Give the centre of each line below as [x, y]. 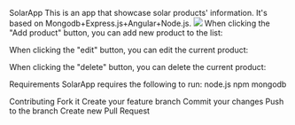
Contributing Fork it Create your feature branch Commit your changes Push [147, 102]
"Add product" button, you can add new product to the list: [116, 33]
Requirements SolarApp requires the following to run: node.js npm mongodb [148, 84]
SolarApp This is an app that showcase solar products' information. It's [138, 13]
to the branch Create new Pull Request [80, 111]
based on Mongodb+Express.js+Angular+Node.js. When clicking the [140, 23]
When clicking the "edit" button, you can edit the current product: [129, 50]
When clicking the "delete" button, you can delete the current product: [138, 67]
